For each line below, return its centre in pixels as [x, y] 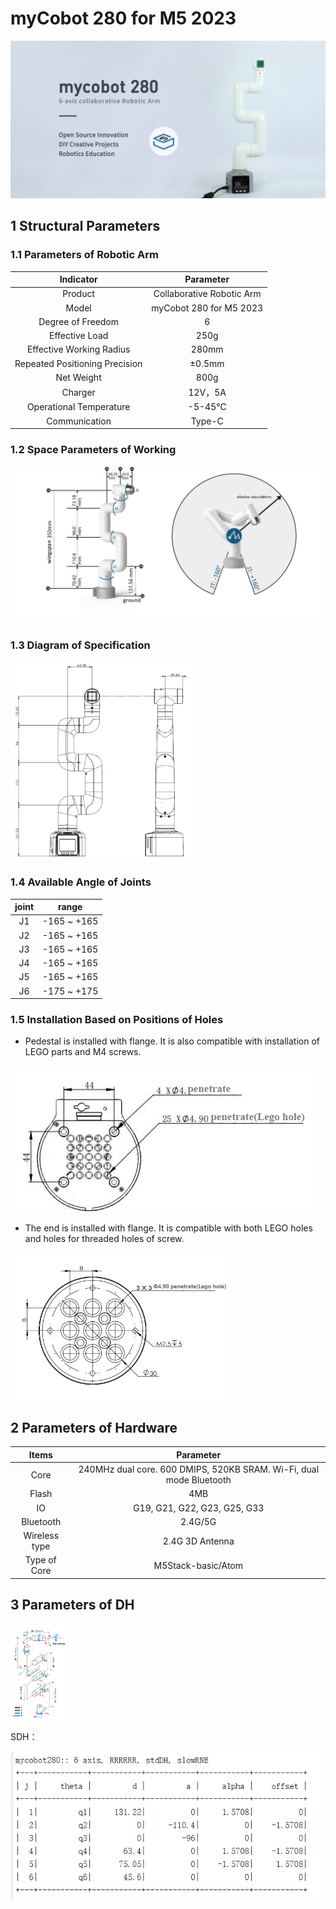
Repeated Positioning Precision [78, 363]
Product [79, 294]
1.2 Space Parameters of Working [93, 450]
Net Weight [78, 377]
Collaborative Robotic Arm [207, 294]
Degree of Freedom [79, 321]
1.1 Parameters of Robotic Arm [84, 255]
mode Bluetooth [198, 1480]
